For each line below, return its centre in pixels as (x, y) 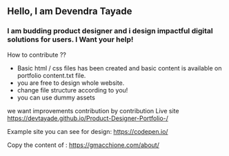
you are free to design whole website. (71, 83)
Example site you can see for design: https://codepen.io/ (88, 131)
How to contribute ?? (37, 55)
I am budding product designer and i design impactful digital (110, 31)
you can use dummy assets (56, 97)
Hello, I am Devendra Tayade (70, 11)
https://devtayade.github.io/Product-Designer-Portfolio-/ (88, 118)
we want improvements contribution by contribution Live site (93, 110)
